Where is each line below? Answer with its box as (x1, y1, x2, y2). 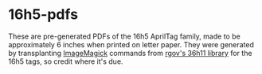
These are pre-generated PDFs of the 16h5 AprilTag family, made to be (8, 31, 240, 41)
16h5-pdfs (8, 6, 78, 24)
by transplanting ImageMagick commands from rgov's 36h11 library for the (8, 48, 252, 57)
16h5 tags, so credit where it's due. (8, 57, 123, 66)
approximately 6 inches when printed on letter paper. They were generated (8, 39, 255, 49)
